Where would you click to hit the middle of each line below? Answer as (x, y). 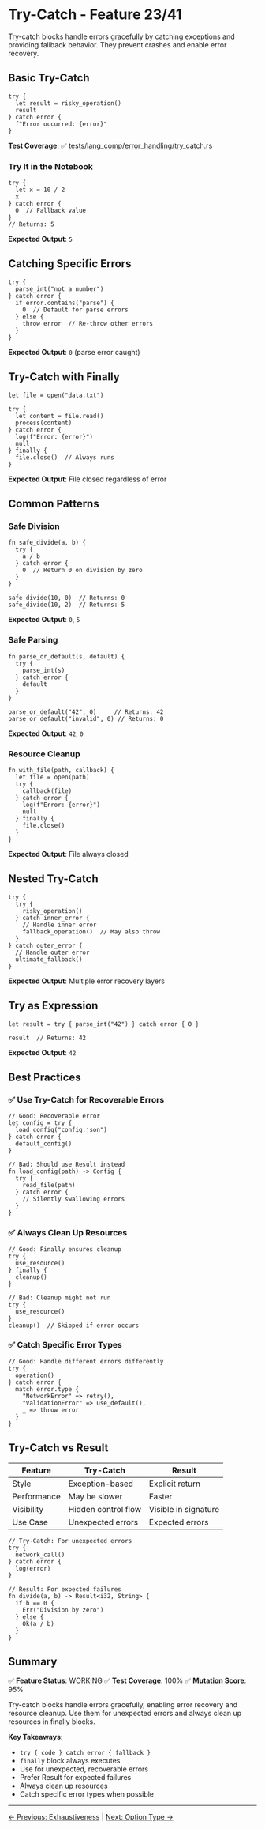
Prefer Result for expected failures (75, 1778)
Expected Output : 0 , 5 (44, 620)
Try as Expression (53, 1006)
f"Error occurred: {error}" (62, 124)
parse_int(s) (44, 670)
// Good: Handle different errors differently (86, 1361)
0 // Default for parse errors (75, 310)
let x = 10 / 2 (40, 190)
